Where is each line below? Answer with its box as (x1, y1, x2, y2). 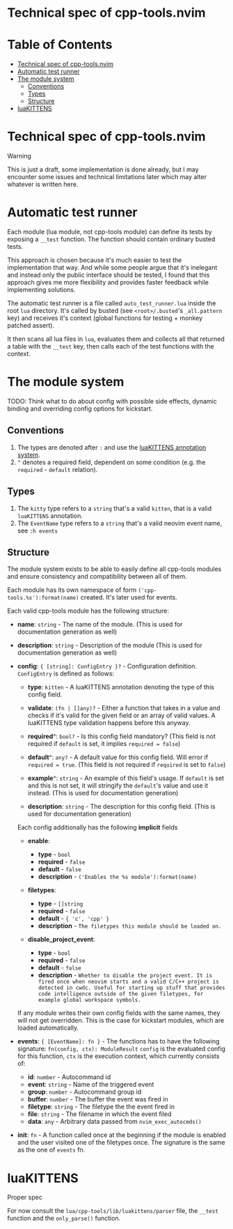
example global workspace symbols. (38, 997, 141, 1004)
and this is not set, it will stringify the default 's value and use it (27, 781, 209, 790)
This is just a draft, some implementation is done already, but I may (7, 165, 200, 174)
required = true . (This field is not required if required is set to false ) (27, 761, 226, 769)
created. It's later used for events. (80, 593, 177, 602)
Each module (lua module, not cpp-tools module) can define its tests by (7, 228, 212, 236)
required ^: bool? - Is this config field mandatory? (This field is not (27, 732, 216, 740)
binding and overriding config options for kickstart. (7, 404, 153, 413)
